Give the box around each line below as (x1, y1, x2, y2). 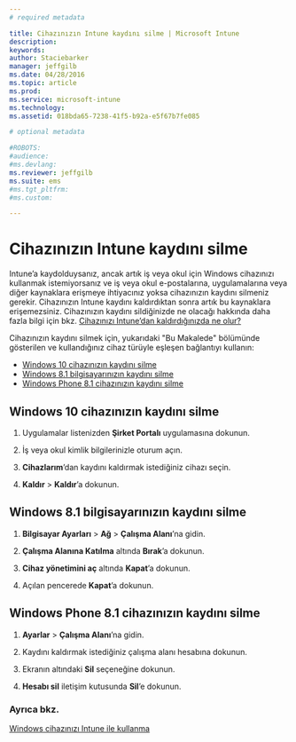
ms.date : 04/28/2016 (9, 70, 86, 80)
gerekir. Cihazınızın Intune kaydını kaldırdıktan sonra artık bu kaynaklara (9, 296, 271, 307)
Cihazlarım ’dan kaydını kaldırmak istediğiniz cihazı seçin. (21, 462, 231, 472)
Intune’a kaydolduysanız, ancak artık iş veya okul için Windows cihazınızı (9, 268, 275, 280)
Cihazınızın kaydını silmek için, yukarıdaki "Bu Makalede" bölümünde (9, 333, 261, 343)
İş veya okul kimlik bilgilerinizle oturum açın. (21, 445, 183, 455)
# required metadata (9, 12, 86, 22)
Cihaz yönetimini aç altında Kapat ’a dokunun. (21, 563, 191, 573)
